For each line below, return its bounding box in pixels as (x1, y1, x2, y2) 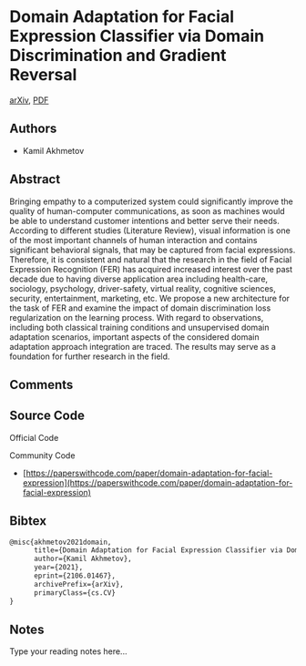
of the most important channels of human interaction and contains (9, 234, 258, 245)
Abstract (9, 171, 61, 188)
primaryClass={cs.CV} (33, 588, 117, 598)
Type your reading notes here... (9, 646, 127, 657)
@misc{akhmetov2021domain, (9, 538, 112, 547)
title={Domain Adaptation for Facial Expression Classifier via (33, 546, 283, 555)
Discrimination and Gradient (9, 46, 227, 66)
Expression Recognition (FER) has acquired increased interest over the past (9, 263, 293, 274)
